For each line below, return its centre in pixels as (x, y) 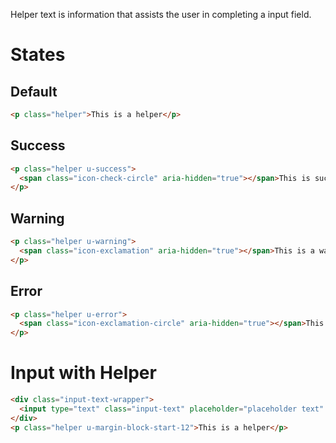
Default (34, 91)
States (38, 55)
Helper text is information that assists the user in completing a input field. (161, 14)
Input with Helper (83, 373)
